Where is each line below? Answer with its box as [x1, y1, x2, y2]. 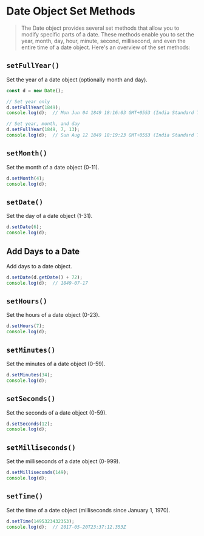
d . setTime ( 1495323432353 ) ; [6, 518, 75, 524]
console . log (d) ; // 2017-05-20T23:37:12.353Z [6, 524, 126, 530]
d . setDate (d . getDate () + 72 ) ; [6, 274, 83, 280]
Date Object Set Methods [6, 4, 135, 18]
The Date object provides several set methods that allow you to [21, 24, 180, 32]
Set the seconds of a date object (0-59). [6, 409, 107, 416]
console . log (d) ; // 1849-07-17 [6, 280, 88, 286]
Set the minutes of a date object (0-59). [6, 360, 106, 367]
